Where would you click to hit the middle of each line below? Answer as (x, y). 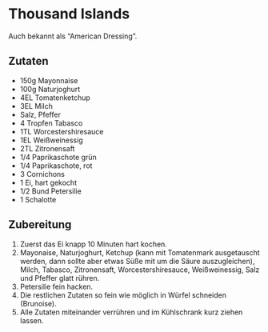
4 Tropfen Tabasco (51, 123)
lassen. (32, 320)
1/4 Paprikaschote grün (58, 157)
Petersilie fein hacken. (56, 286)
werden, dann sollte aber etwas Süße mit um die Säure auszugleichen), (137, 261)
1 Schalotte (38, 199)
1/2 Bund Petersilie (50, 191)
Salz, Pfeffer (40, 114)
